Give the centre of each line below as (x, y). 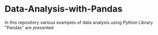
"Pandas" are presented (29, 27)
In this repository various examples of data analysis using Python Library (79, 22)
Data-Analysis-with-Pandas (63, 9)
